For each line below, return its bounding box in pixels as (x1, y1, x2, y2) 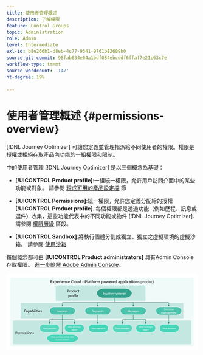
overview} (6, 122, 60, 136)
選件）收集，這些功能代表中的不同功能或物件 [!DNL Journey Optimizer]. (15, 213, 194, 220)
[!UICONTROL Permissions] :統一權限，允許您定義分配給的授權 (15, 198, 173, 205)
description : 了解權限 (6, 16, 60, 22)
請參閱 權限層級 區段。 (15, 220, 72, 227)
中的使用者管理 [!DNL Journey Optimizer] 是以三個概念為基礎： (6, 164, 164, 171)
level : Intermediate (6, 42, 59, 48)
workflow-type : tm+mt (6, 61, 61, 67)
